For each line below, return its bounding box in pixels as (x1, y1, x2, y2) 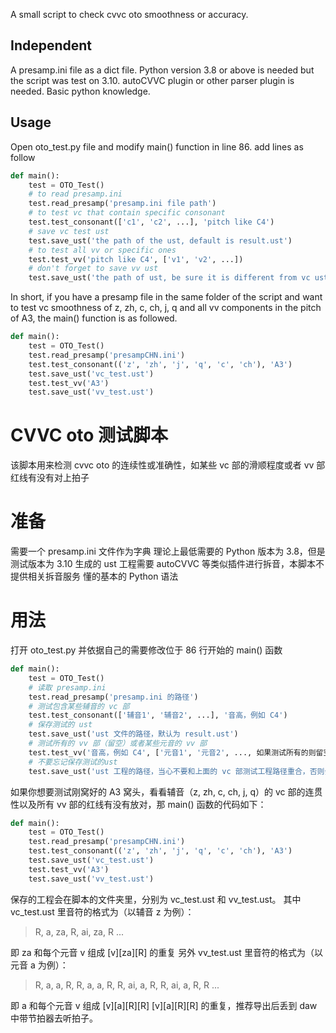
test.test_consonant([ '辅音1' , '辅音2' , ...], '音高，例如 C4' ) (28, 710, 288, 721)
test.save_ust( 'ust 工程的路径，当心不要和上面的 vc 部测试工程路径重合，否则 (28, 766, 325, 776)
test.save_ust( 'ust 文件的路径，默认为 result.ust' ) (28, 729, 239, 739)
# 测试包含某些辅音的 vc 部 (28, 701, 130, 711)
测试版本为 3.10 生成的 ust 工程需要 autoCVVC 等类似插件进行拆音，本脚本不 (10, 558, 325, 570)
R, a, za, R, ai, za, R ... (34, 925, 124, 938)
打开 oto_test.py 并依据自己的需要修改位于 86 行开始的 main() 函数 (10, 644, 283, 656)
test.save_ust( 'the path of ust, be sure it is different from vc (28, 273, 311, 283)
